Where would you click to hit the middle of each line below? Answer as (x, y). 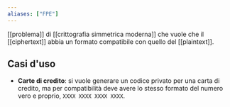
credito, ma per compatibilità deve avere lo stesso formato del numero (120, 89)
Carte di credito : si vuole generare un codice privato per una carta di (119, 81)
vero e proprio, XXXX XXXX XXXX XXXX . (71, 96)
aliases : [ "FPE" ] (33, 14)
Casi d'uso (32, 64)
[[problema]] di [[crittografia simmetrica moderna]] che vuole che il (106, 34)
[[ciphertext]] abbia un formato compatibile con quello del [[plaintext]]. (111, 41)
